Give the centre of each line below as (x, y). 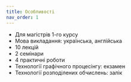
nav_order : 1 (22, 17)
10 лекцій (27, 47)
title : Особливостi (31, 12)
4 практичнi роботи (40, 60)
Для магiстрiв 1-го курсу (46, 34)
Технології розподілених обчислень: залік (68, 72)
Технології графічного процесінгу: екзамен (70, 66)
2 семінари (29, 53)
